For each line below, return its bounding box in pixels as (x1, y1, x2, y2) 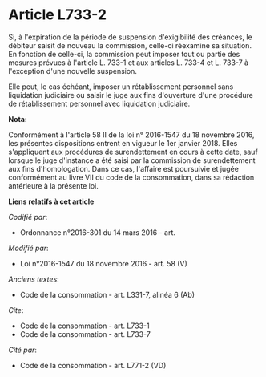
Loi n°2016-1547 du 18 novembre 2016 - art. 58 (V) (19, 258, 188, 268)
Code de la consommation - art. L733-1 (19, 321, 150, 330)
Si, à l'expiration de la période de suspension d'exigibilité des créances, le (8, 32, 252, 42)
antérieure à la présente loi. (8, 180, 99, 190)
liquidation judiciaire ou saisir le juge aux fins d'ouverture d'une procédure (8, 90, 254, 99)
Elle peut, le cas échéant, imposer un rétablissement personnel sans (8, 82, 234, 91)
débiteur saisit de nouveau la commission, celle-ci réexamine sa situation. (8, 40, 252, 50)
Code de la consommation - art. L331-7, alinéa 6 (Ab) (19, 290, 195, 299)
